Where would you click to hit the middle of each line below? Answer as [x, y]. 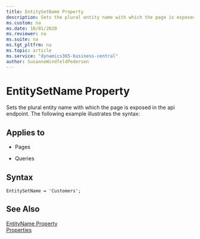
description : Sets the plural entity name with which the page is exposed [101, 17]
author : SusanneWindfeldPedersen [48, 61]
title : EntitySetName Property [45, 12]
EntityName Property [32, 224]
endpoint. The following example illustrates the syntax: [73, 114]
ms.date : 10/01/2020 [32, 28]
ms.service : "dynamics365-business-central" [62, 56]
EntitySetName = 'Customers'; [44, 191]
